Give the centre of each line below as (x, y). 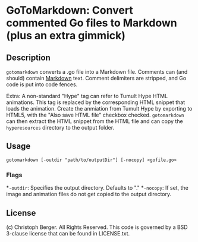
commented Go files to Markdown (92, 23)
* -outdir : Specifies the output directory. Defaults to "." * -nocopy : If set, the (97, 188)
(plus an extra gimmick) (66, 36)
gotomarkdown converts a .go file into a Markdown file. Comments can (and (97, 72)
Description (28, 57)
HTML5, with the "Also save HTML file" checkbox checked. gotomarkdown (95, 115)
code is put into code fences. (42, 84)
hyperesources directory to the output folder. (60, 128)
